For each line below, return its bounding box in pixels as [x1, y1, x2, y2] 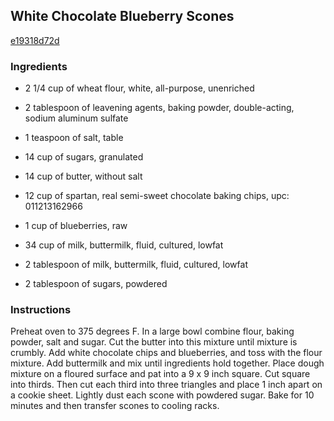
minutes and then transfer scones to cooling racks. [10, 400, 220, 412]
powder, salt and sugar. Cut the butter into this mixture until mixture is [10, 336, 298, 348]
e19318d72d [10, 34, 60, 46]
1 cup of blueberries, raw [24, 220, 128, 232]
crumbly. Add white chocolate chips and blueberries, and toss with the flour [10, 347, 323, 359]
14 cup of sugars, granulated [24, 151, 144, 163]
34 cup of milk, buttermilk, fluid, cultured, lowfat [24, 239, 224, 251]
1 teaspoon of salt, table [24, 132, 124, 144]
